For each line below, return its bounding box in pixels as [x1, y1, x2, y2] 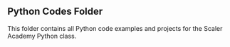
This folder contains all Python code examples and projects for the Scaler [7, 24, 223, 32]
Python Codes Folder [7, 6, 103, 18]
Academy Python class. [7, 32, 77, 40]
